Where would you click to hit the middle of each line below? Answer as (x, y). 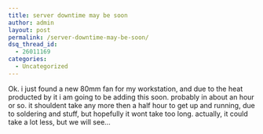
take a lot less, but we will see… (60, 121)
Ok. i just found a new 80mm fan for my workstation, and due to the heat (126, 89)
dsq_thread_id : (33, 45)
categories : (27, 60)
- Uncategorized (42, 67)
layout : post (29, 30)
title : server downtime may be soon (68, 15)
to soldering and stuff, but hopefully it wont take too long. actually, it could (128, 114)
